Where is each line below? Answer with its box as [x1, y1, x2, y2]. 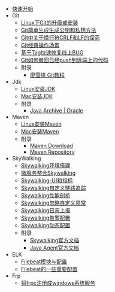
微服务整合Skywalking [20, 169, 76, 177]
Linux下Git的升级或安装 [20, 19, 78, 26]
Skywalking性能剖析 [20, 192, 71, 199]
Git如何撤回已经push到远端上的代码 [20, 56, 109, 63]
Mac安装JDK [20, 93, 53, 100]
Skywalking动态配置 [20, 222, 71, 229]
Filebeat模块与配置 [20, 258, 68, 265]
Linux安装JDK [20, 86, 56, 92]
